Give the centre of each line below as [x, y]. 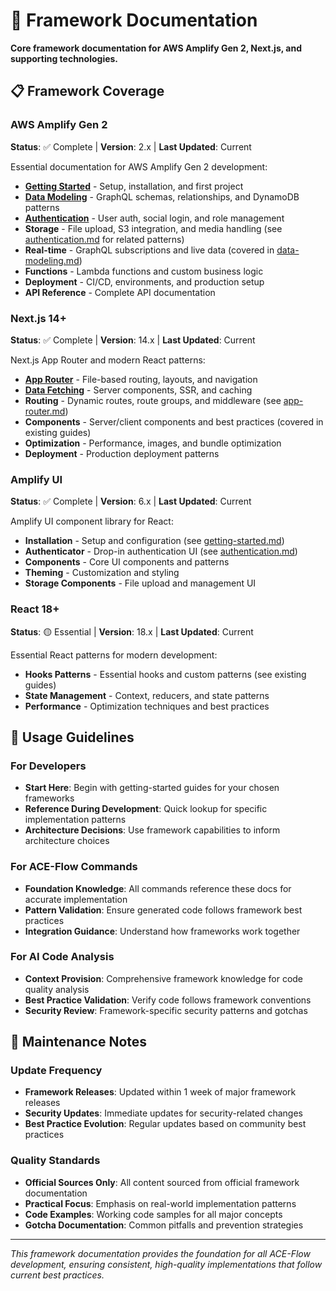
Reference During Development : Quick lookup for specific [146, 809]
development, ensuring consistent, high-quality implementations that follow [166, 1264]
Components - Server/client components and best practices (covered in [174, 421]
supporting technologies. [64, 58]
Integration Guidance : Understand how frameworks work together [162, 931]
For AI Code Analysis [62, 957]
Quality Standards [55, 1161]
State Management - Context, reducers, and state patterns [147, 695]
